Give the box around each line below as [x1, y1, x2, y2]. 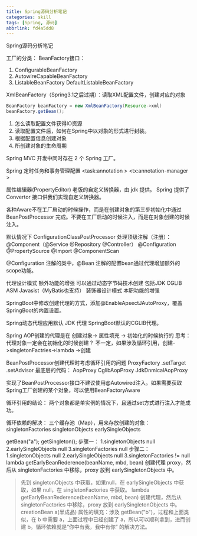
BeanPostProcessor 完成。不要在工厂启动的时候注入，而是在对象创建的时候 [6, 213, 190, 220]
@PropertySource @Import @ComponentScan [6, 248, 120, 254]
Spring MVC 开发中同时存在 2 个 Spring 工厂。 [6, 155, 119, 161]
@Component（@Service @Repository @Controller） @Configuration [6, 241, 176, 248]
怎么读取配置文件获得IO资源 [14, 120, 83, 127]
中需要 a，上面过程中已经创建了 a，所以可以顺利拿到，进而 [42, 516, 186, 523]
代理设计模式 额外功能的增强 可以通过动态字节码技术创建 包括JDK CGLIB [6, 280, 182, 287]
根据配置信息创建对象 [14, 135, 67, 142]
